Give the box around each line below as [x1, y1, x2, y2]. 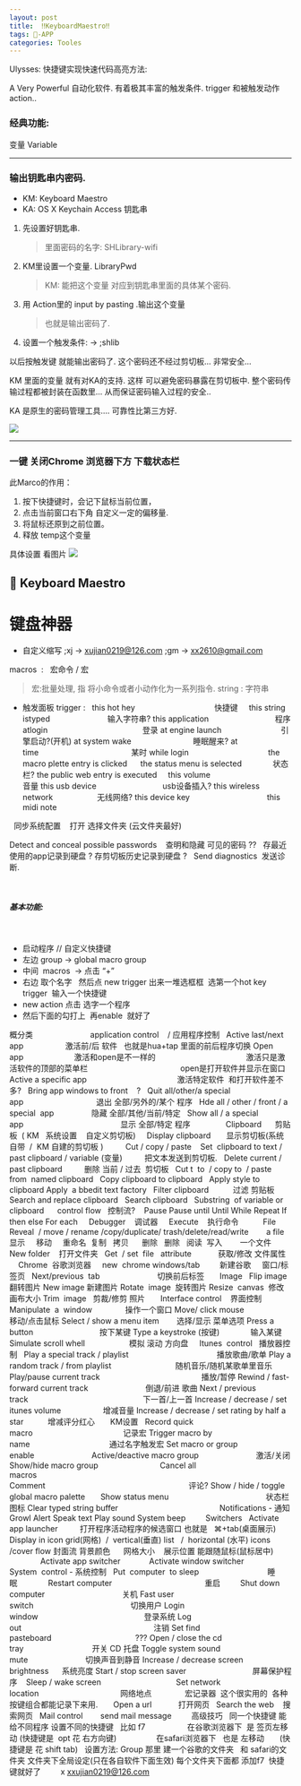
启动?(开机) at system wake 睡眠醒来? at [30, 736, 238, 746]
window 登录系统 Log [9, 1611, 193, 1622]
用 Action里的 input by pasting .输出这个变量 [21, 298, 185, 309]
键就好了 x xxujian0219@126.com [9, 1766, 150, 1777]
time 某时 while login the [21, 747, 280, 758]
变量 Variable [9, 139, 58, 150]
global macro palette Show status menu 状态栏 [9, 1491, 289, 1502]
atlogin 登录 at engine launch [21, 725, 222, 736]
